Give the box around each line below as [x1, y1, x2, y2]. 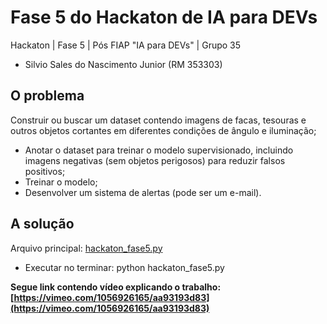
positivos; [24, 165, 66, 177]
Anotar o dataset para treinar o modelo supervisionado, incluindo [24, 144, 294, 156]
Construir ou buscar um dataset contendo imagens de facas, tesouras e [10, 114, 307, 126]
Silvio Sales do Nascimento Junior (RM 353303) [24, 58, 223, 70]
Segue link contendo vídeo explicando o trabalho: [10, 281, 222, 293]
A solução [10, 216, 75, 233]
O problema [10, 87, 85, 105]
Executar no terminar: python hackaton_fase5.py [24, 261, 225, 273]
